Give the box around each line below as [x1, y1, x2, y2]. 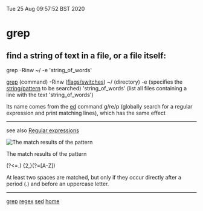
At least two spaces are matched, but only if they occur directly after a [6, 174, 182, 181]
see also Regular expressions [6, 127, 80, 134]
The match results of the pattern [6, 150, 87, 157]
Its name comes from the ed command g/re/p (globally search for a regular [6, 103, 193, 110]
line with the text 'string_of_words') [6, 91, 94, 98]
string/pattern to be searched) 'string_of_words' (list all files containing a [6, 85, 187, 92]
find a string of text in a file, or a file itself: [6, 50, 166, 61]
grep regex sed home [6, 198, 60, 205]
